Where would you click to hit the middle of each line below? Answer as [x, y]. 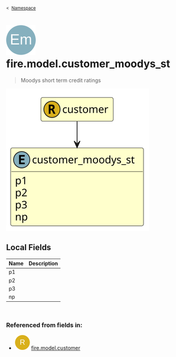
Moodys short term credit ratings [61, 80]
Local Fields [29, 248]
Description [43, 263]
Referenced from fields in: [44, 325]
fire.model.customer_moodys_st [88, 64]
